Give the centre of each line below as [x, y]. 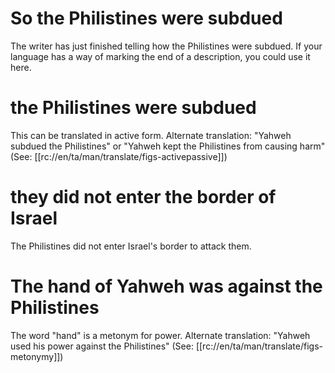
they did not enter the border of [143, 197]
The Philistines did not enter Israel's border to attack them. [131, 246]
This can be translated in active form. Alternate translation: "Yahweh [151, 135]
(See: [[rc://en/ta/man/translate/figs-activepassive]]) [119, 156]
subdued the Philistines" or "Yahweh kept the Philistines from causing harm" [168, 146]
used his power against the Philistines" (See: [102, 346]
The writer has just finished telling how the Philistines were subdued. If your [166, 46]
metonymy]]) [37, 356]
